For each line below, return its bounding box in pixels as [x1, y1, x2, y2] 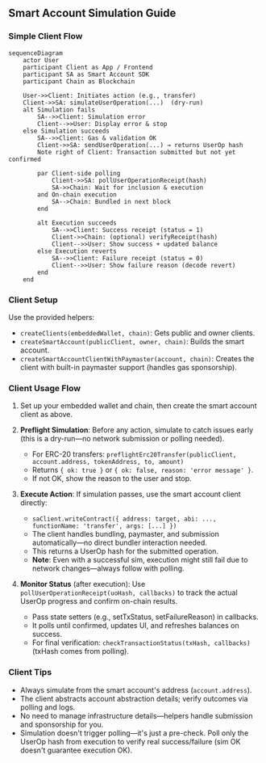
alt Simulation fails [23, 105, 95, 114]
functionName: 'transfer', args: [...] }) [31, 522, 177, 530]
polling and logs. [19, 702, 76, 712]
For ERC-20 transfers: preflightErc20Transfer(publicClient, [31, 449, 237, 459]
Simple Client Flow [8, 31, 83, 42]
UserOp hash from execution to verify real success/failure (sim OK [19, 736, 241, 746]
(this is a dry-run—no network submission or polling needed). [19, 434, 225, 444]
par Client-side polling [37, 169, 121, 177]
